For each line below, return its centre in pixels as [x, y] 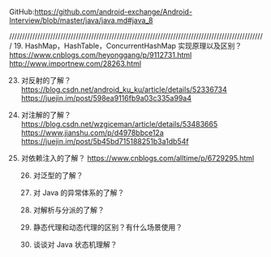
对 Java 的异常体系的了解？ [79, 193]
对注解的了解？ [46, 115]
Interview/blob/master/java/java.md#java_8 [81, 20]
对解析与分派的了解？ [69, 210]
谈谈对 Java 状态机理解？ [75, 244]
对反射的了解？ [46, 80]
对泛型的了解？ [58, 175]
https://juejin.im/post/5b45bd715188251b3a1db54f [105, 141]
